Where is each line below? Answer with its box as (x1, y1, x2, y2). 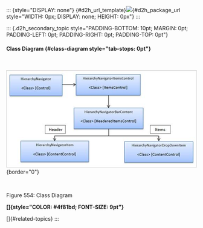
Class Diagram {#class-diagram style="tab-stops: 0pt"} (6, 45, 151, 52)
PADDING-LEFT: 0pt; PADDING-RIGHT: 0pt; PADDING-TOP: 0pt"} (6, 31, 168, 38)
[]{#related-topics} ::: (6, 215, 59, 223)
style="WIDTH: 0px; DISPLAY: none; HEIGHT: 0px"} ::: (6, 13, 141, 20)
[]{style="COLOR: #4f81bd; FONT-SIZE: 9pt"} (6, 203, 124, 211)
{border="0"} (6, 168, 40, 175)
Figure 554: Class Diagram (6, 192, 72, 199)
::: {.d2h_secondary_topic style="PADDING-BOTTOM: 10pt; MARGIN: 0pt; (6, 25, 188, 31)
